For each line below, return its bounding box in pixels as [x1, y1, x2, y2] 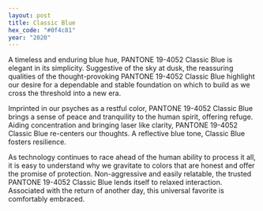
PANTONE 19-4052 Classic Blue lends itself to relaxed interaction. [8, 178, 223, 187]
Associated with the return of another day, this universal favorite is [8, 186, 225, 195]
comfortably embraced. [8, 194, 85, 204]
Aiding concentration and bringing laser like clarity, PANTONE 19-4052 [8, 120, 239, 130]
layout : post [8, 11, 51, 20]
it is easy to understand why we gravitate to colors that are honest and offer [8, 161, 255, 170]
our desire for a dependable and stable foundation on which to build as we [8, 80, 250, 90]
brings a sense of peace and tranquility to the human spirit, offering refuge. [8, 112, 254, 122]
